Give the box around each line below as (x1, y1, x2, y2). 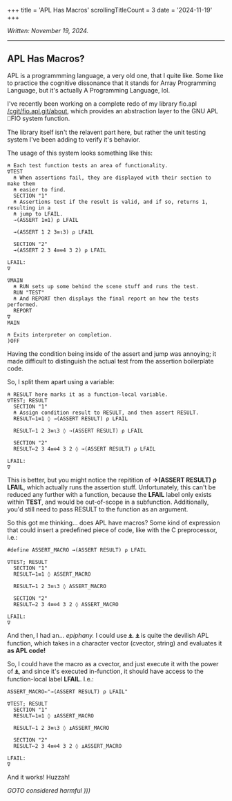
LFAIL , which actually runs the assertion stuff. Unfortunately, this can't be (7, 483, 216, 491)
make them (7, 180, 36, 187)
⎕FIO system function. (7, 114, 70, 122)
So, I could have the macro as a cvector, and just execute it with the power (7, 659, 219, 668)
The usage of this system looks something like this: (7, 149, 153, 157)
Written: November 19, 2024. (7, 27, 89, 35)
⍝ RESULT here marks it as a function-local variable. (7, 390, 168, 398)
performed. (7, 301, 39, 308)
